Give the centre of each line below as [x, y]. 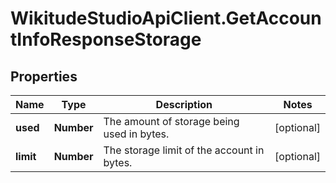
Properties [44, 76]
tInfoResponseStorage [106, 39]
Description [184, 104]
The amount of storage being [171, 121]
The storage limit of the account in [184, 150]
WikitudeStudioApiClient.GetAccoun [166, 18]
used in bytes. [136, 134]
